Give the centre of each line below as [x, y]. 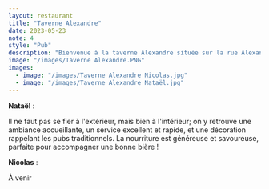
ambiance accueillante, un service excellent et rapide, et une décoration [127, 130]
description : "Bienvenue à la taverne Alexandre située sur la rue [123, 53]
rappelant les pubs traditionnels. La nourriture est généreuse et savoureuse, [133, 138]
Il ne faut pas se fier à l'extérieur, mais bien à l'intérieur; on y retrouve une [130, 121]
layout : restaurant [41, 16]
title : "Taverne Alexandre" [55, 23]
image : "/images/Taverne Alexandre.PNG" [77, 61]
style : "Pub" [30, 46]
